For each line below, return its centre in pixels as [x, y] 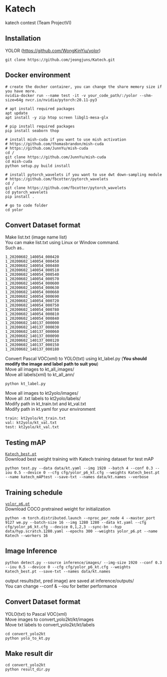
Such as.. [15, 248]
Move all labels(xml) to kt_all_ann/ [40, 375]
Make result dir [29, 654]
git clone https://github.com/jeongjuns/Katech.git [60, 60]
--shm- [146, 95]
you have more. [21, 91]
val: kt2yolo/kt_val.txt [31, 423]
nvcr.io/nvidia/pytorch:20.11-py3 [61, 100]
